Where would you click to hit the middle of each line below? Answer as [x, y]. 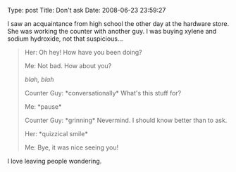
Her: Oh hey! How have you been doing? [83, 52]
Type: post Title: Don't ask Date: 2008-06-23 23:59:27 [87, 10]
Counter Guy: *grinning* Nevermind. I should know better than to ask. [126, 120]
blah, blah [39, 79]
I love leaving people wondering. [55, 161]
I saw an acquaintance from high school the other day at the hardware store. [118, 24]
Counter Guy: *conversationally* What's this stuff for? [103, 93]
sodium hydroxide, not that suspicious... [65, 39]
